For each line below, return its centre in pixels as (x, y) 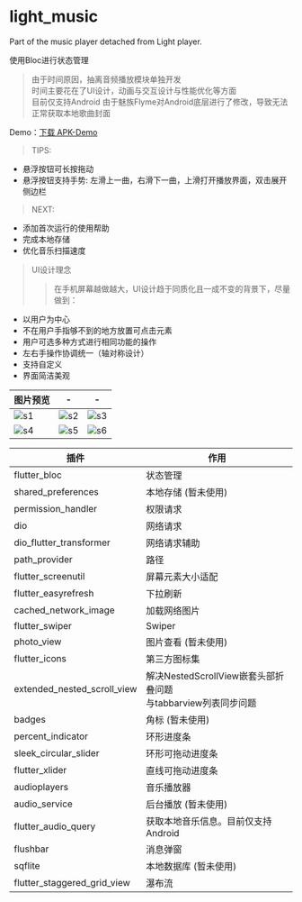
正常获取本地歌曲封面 (71, 113)
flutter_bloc (38, 475)
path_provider (44, 559)
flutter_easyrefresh (54, 593)
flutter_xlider (40, 770)
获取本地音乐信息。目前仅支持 (209, 821)
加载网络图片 (173, 610)
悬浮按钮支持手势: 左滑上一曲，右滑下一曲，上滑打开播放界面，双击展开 (155, 180)
